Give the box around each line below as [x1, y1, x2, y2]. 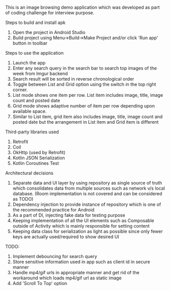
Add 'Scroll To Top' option [12, 280, 67, 286]
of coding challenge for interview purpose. [5, 10, 95, 16]
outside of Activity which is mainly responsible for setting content [12, 223, 150, 229]
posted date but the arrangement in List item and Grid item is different [12, 119, 159, 125]
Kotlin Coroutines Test [12, 160, 59, 166]
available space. [12, 108, 47, 114]
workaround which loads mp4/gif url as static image [12, 275, 122, 281]
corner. [12, 87, 28, 93]
